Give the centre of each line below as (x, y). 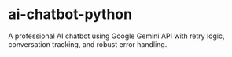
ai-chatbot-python (70, 14)
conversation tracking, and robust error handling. (88, 44)
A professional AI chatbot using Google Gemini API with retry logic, (116, 36)
